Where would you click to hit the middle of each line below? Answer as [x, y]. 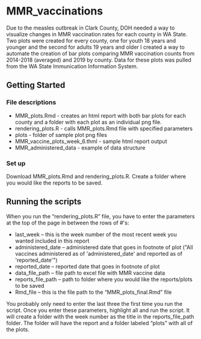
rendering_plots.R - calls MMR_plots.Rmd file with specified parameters [104, 128]
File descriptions [31, 103]
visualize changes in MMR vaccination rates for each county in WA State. [97, 34]
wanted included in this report [52, 241]
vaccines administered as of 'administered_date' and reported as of [99, 253]
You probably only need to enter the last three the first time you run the [94, 303]
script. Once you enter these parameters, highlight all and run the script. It [98, 310]
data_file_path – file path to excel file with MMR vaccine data [90, 273]
